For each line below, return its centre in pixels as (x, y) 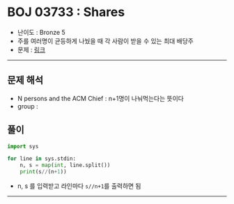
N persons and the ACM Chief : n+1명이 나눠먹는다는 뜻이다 (101, 98)
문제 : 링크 (31, 49)
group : (28, 106)
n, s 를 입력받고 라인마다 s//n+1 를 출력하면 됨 (79, 186)
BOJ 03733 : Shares (66, 12)
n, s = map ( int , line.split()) (65, 165)
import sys (23, 146)
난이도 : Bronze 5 (41, 32)
